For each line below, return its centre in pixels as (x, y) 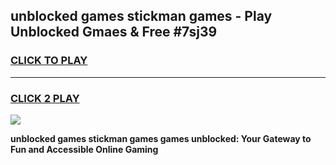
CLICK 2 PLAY (45, 98)
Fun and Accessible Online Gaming (84, 149)
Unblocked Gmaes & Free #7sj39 (114, 32)
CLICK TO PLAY (49, 61)
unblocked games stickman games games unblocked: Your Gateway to (161, 138)
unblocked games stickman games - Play (141, 16)
